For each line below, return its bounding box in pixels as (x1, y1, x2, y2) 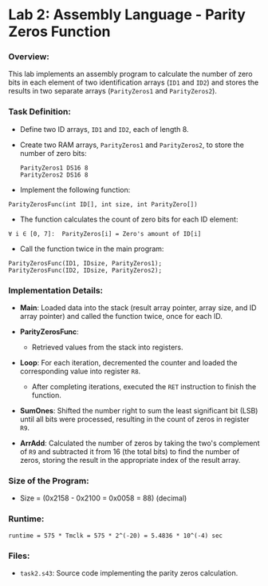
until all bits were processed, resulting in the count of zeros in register (19, 414, 250, 425)
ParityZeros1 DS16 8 (19, 164, 89, 172)
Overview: (8, 51, 49, 62)
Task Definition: (8, 106, 72, 118)
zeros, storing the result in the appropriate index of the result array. (19, 456, 241, 465)
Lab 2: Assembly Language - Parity (8, 6, 246, 24)
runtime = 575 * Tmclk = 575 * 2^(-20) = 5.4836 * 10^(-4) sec (8, 532, 223, 540)
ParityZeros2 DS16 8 (19, 170, 89, 179)
